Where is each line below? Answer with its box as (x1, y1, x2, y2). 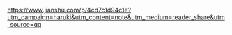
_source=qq (7, 21, 42, 28)
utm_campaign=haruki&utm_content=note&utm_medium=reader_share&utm (7, 13, 225, 21)
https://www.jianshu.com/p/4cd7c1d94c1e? (7, 6, 131, 14)
